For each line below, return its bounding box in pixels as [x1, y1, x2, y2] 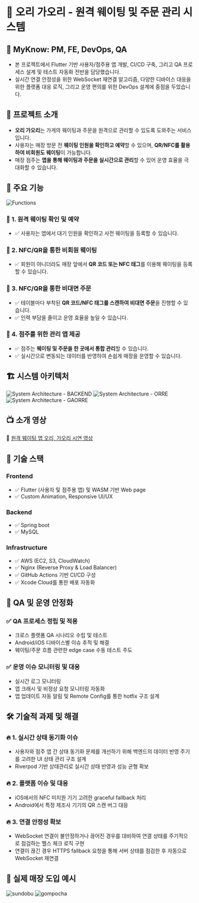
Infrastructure [6, 544, 48, 552]
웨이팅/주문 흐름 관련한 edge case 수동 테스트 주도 [14, 647, 133, 654]
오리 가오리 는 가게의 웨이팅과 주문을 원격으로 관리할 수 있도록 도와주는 [14, 126, 176, 134]
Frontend [6, 472, 33, 480]
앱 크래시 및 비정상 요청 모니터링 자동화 [14, 685, 105, 692]
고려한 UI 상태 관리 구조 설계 [21, 755, 87, 763]
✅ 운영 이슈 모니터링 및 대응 [6, 663, 80, 671]
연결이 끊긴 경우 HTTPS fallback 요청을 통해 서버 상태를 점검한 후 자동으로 [14, 847, 187, 854]
